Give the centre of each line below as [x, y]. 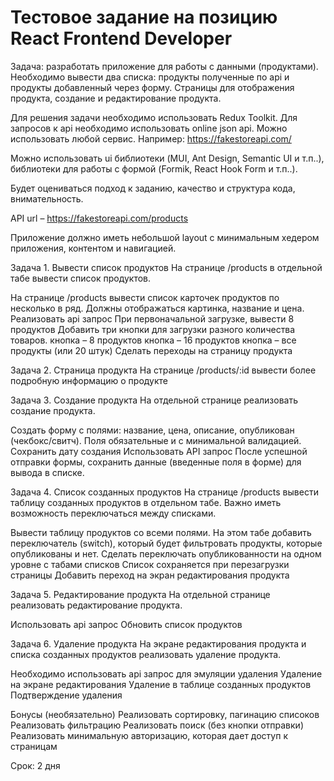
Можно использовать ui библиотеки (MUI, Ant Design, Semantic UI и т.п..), [167, 158]
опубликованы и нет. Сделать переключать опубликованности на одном [166, 553]
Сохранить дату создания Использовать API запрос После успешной [159, 451]
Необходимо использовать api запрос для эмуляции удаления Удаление [166, 673]
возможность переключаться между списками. [113, 513]
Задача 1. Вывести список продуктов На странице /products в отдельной [166, 267]
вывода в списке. [47, 472]
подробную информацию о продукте [89, 380]
